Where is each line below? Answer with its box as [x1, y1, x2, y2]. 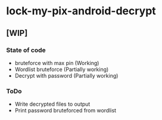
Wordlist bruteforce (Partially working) [14, 66, 109, 73]
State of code [6, 46, 46, 54]
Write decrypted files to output [14, 100, 91, 108]
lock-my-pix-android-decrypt [6, 4, 156, 18]
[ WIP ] [6, 28, 28, 38]
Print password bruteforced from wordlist [14, 107, 117, 114]
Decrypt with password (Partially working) [14, 72, 119, 79]
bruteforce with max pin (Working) [14, 59, 99, 66]
